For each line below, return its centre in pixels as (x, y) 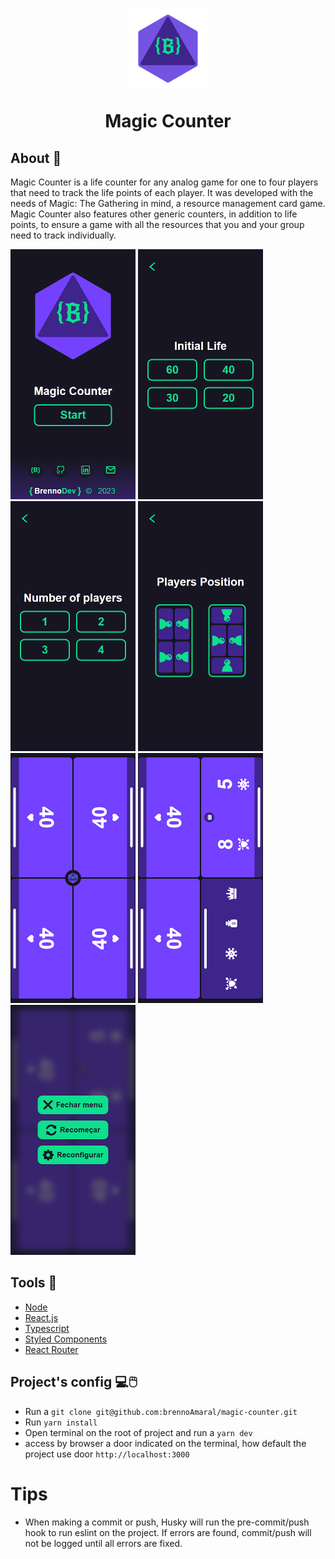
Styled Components (66, 1339)
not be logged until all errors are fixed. (103, 1543)
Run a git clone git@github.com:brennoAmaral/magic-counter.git (161, 1411)
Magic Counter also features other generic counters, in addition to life (154, 214)
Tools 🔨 (34, 1283)
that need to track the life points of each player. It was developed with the (162, 192)
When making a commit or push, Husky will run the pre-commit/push (167, 1522)
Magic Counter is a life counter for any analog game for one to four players (164, 182)
